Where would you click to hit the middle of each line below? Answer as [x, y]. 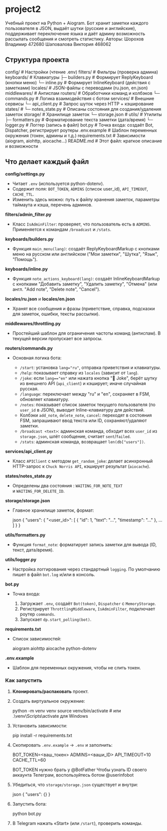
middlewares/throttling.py [33, 323]
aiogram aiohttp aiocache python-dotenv [54, 648]
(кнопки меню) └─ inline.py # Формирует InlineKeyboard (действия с [78, 82]
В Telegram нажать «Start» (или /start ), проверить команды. [77, 823]
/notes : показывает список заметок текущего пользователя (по [87, 405]
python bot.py [27, 814]
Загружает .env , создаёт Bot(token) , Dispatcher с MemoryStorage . [88, 603]
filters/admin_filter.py [28, 214]
